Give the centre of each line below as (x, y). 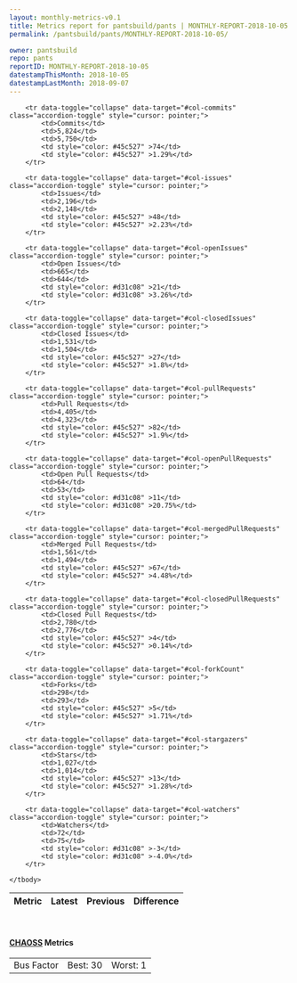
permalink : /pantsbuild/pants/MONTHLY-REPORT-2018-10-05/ (119, 34)
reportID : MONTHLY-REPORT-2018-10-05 (79, 67)
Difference (156, 901)
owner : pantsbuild (43, 50)
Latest (64, 901)
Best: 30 (85, 965)
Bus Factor (36, 965)
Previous (106, 901)
